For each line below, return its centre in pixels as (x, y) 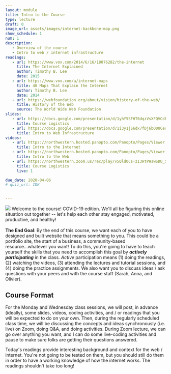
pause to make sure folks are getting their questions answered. (71, 339)
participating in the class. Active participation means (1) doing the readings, (85, 257)
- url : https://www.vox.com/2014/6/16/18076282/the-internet (78, 62)
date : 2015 (28, 76)
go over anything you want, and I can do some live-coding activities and (81, 334)
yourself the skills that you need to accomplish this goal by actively (76, 252)
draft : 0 (15, 24)
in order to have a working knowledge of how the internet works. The (78, 360)
